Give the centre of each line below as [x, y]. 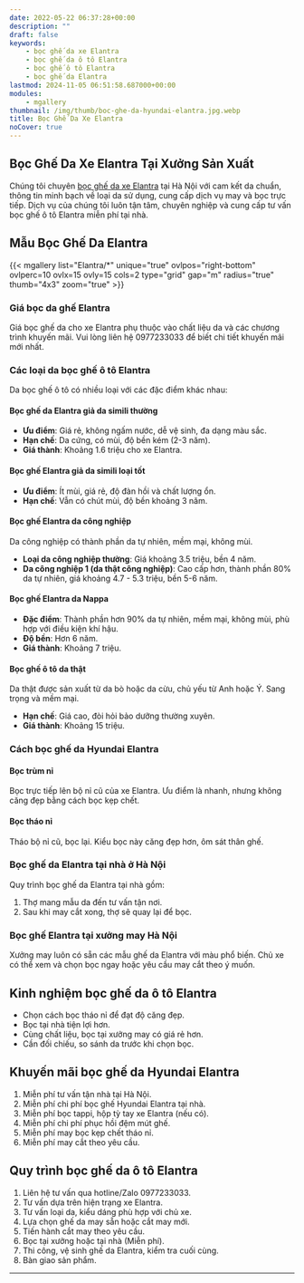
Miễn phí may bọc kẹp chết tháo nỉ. [88, 1133]
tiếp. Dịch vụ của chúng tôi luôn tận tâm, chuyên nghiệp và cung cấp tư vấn [150, 205]
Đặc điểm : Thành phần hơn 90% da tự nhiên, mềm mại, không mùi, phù [156, 619]
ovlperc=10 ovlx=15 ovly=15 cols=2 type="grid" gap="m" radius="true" [142, 275]
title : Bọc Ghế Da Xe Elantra [66, 119]
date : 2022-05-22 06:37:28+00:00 [72, 18]
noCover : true [36, 128]
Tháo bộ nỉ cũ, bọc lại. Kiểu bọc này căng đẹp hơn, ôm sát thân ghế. [137, 841]
